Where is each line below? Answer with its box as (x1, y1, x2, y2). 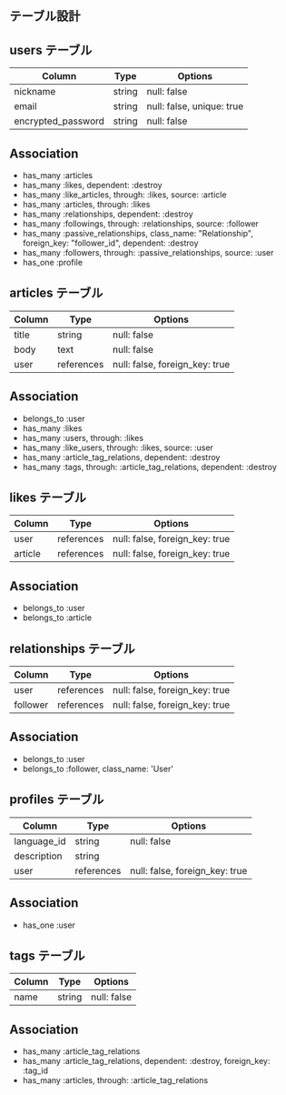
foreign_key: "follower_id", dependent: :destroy (22, 237, 199, 248)
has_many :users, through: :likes (22, 432, 143, 443)
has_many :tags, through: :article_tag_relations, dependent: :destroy (22, 461, 277, 472)
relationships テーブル (9, 640, 136, 657)
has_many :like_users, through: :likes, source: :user (22, 442, 213, 453)
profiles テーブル (9, 792, 104, 808)
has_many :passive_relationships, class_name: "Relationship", (22, 228, 254, 239)
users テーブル (9, 42, 93, 57)
